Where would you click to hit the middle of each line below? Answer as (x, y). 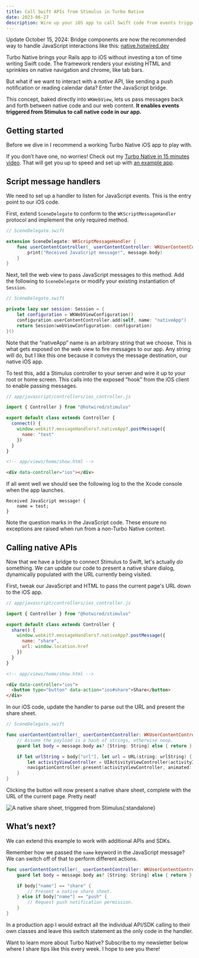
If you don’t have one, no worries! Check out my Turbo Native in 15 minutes (98, 156)
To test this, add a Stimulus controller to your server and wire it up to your (96, 373)
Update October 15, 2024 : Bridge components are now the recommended (96, 40)
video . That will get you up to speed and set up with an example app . (90, 163)
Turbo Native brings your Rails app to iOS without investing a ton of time (94, 58)
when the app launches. (36, 490)
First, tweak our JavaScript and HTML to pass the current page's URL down (99, 586)
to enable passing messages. (42, 385)
